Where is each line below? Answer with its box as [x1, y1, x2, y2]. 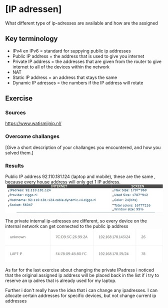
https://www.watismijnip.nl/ [5, 120, 61, 126]
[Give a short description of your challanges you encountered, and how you [5, 144, 161, 150]
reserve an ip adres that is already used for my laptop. [5, 277, 116, 283]
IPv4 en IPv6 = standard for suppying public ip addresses [12, 47, 131, 53]
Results [5, 162, 24, 169]
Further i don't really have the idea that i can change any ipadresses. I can [5, 287, 158, 293]
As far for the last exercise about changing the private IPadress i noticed [5, 266, 154, 273]
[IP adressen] [5, 3, 62, 15]
